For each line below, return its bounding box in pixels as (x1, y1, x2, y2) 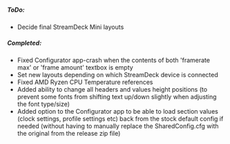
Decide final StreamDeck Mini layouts (17, 23, 124, 31)
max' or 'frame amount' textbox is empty (17, 63, 133, 72)
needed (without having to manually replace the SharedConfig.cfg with (17, 121, 219, 130)
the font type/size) (17, 100, 70, 108)
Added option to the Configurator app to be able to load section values (17, 107, 219, 115)
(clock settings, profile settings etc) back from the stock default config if (17, 114, 224, 123)
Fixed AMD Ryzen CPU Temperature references (17, 78, 153, 86)
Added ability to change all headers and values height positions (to (17, 85, 208, 93)
